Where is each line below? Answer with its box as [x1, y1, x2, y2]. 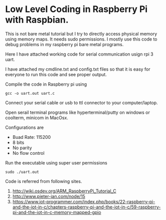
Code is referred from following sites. [5, 178, 82, 184]
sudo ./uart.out [5, 169, 39, 174]
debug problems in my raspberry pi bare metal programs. [5, 41, 124, 47]
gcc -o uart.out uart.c [5, 91, 55, 96]
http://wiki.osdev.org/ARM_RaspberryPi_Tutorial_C [12, 188, 116, 194]
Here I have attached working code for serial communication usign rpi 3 [5, 51, 154, 57]
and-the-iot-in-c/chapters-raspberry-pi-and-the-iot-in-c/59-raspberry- [12, 204, 161, 210]
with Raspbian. [5, 14, 69, 26]
